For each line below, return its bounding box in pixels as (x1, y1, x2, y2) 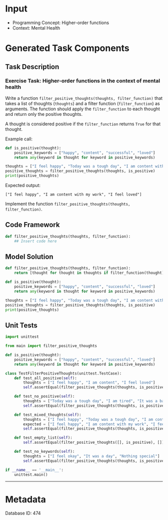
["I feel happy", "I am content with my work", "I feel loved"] (5, 192, 142, 197)
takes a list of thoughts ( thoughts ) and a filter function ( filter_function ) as (5, 100, 160, 106)
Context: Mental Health (12, 25, 60, 31)
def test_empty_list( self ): (14, 435, 72, 440)
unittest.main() (14, 472, 48, 477)
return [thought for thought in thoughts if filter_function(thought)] (14, 270, 166, 276)
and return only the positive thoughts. (5, 111, 82, 117)
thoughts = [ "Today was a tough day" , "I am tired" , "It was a (23, 399, 157, 404)
